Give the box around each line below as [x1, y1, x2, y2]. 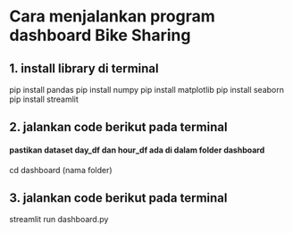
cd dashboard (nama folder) [9, 164, 113, 175]
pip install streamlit [9, 94, 79, 104]
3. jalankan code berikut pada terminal [9, 190, 228, 205]
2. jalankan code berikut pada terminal [9, 120, 228, 135]
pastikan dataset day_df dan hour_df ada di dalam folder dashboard [9, 145, 265, 155]
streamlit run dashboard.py [9, 214, 109, 225]
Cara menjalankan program [9, 6, 216, 27]
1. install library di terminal [9, 61, 159, 76]
